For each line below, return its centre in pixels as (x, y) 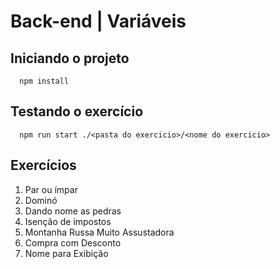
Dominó (41, 200)
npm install (44, 81)
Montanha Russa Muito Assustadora (99, 232)
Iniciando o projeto (70, 58)
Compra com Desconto (73, 242)
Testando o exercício (77, 111)
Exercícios (43, 165)
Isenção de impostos (68, 221)
